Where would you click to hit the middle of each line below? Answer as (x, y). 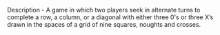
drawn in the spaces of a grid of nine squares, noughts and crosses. (104, 24)
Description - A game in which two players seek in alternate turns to (104, 10)
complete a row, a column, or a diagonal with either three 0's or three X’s (110, 17)
